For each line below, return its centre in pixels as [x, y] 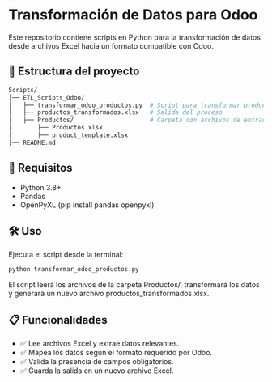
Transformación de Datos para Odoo [133, 15]
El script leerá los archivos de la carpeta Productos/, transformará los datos [134, 285]
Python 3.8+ [41, 187]
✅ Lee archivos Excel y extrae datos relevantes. [100, 344]
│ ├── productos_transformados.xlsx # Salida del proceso [115, 112]
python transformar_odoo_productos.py [74, 270]
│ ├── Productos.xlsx [56, 128]
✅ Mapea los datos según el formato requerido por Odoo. [116, 353]
